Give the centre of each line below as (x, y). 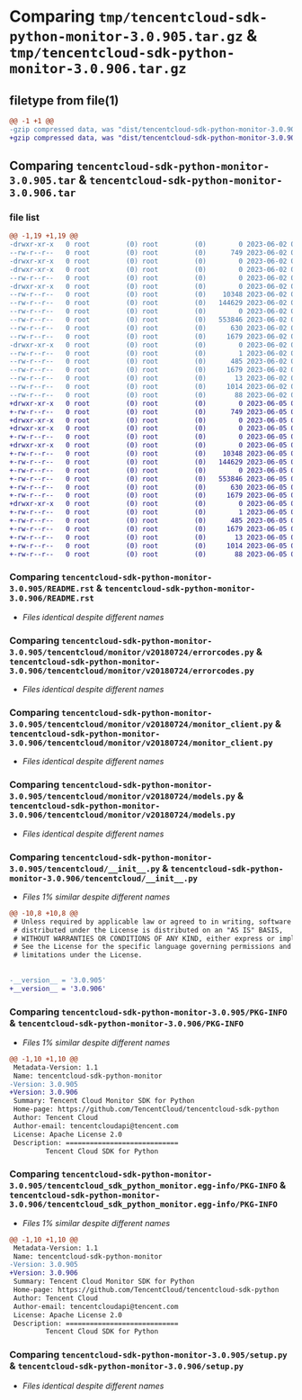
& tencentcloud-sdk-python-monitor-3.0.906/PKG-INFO (127, 1023)
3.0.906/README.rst (52, 599)
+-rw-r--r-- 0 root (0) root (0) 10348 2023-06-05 (148, 454)
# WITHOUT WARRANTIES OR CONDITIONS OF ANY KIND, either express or (144, 938)
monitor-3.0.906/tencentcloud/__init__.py (103, 878)
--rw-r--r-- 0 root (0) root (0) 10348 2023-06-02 (148, 294)
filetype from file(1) (64, 100)
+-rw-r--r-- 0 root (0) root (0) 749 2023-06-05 (148, 411)
